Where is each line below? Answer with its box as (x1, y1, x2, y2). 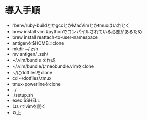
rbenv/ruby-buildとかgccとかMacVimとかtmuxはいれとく (12, 22, 130, 28)
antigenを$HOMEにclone (12, 40, 64, 46)
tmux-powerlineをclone (12, 81, 61, 87)
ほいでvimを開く (12, 103, 46, 109)
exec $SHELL (12, 97, 40, 103)
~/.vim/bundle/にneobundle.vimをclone (12, 63, 94, 69)
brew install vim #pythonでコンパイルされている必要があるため (12, 28, 142, 34)
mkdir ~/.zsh (12, 46, 38, 52)
